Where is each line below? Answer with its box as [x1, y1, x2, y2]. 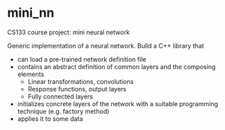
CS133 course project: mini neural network [7, 28, 131, 36]
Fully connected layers [27, 92, 93, 101]
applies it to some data [17, 114, 83, 123]
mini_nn [7, 5, 55, 21]
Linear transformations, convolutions [27, 77, 134, 85]
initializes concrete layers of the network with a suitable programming [17, 99, 219, 108]
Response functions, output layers [27, 85, 127, 93]
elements [17, 70, 45, 78]
